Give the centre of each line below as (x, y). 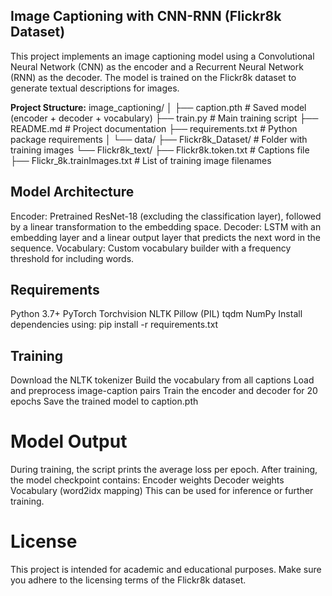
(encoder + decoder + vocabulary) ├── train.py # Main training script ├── (164, 118)
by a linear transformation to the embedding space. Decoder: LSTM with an (166, 226)
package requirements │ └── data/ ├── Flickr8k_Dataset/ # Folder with (159, 139)
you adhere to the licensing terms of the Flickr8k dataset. (128, 580)
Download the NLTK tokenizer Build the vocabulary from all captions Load (162, 380)
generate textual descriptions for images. (95, 88)
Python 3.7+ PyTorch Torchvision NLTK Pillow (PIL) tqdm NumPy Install (156, 314)
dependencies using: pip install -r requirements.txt (114, 325)
